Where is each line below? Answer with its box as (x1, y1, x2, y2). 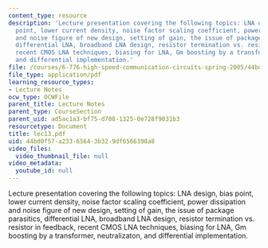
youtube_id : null (15, 167, 73, 175)
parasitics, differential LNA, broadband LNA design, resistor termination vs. (8, 214, 255, 223)
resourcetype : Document (8, 122, 88, 130)
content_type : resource (8, 11, 88, 20)
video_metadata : (8, 160, 62, 168)
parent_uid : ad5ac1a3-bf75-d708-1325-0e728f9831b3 (8, 115, 180, 123)
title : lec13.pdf (8, 130, 66, 138)
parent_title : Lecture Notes (8, 100, 105, 108)
